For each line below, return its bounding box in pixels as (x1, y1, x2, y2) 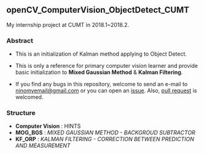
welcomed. (15, 94, 44, 101)
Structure (6, 109, 36, 117)
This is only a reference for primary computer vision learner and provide (15, 62, 198, 70)
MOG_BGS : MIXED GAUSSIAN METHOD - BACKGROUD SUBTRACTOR (15, 129, 195, 136)
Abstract (6, 36, 34, 45)
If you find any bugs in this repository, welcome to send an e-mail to (15, 81, 188, 88)
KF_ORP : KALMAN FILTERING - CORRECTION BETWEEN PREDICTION (15, 136, 195, 143)
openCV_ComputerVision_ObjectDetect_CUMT (6, 5, 189, 15)
